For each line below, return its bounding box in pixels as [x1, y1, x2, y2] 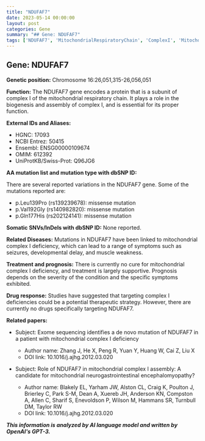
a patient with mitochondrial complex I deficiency [15, 335, 139, 342]
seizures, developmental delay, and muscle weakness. [6, 249, 143, 256]
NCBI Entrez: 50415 [15, 137, 65, 145]
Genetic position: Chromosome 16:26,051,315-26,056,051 [6, 76, 151, 83]
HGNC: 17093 [15, 131, 50, 138]
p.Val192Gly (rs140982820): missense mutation [15, 205, 135, 213]
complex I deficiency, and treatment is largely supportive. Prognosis [6, 267, 178, 274]
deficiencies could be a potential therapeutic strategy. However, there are [6, 298, 191, 305]
